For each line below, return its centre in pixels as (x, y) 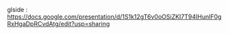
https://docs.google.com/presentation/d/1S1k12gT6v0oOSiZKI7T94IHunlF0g (114, 17)
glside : (17, 10)
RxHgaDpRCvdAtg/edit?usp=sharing (59, 24)
